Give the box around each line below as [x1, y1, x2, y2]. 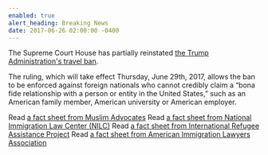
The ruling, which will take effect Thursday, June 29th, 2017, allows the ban [8, 72, 255, 82]
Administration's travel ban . [8, 56, 99, 66]
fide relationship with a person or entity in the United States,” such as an [8, 89, 246, 99]
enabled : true [8, 11, 56, 20]
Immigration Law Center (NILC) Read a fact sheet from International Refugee [8, 121, 260, 131]
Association [8, 138, 47, 148]
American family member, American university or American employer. [8, 97, 237, 107]
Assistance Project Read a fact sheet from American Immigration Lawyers [8, 130, 251, 139]
